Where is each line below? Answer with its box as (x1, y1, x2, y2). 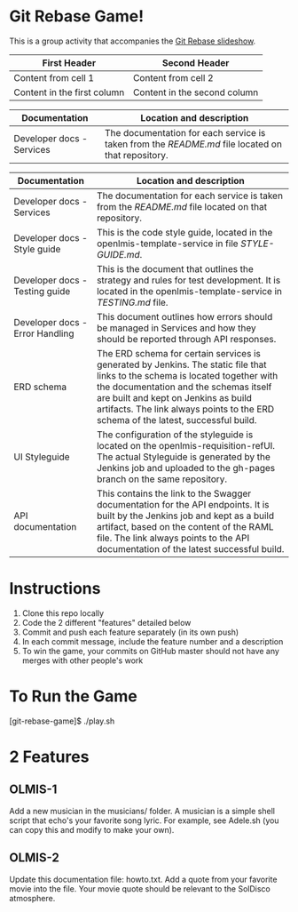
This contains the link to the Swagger (96, 487, 252, 500)
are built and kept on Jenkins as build (96, 391, 253, 404)
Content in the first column (13, 86, 125, 99)
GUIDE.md (96, 248, 140, 260)
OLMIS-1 (9, 782, 58, 797)
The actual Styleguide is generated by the (96, 451, 271, 463)
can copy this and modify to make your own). (9, 824, 175, 835)
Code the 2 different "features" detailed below (21, 617, 192, 628)
